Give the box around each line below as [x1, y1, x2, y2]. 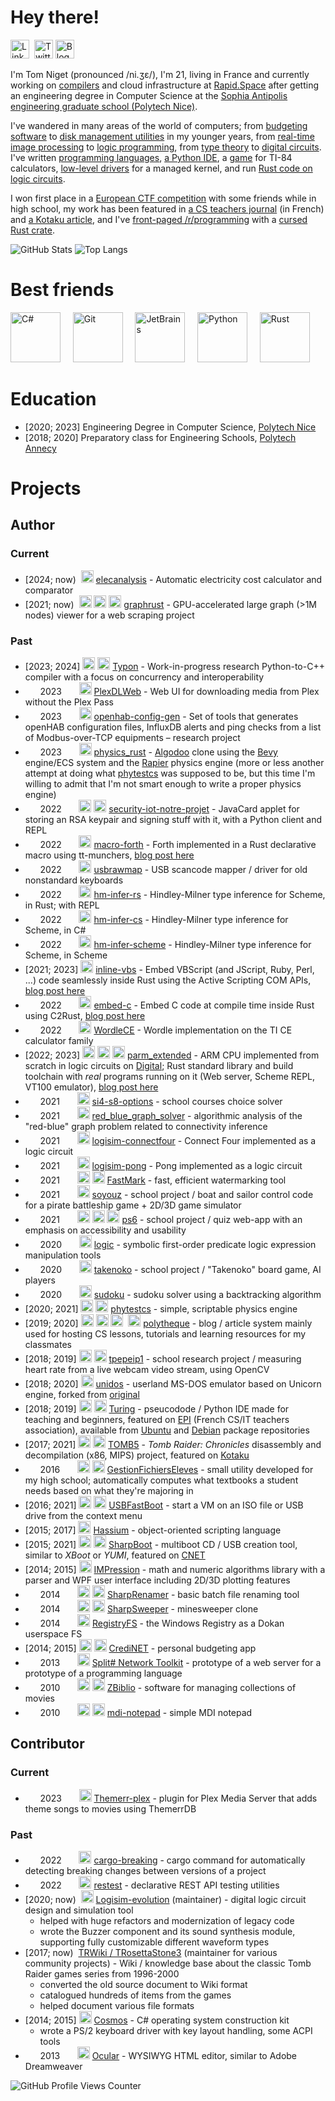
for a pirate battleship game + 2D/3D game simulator [24, 1199, 242, 1211]
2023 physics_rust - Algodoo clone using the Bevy [39, 746, 278, 758]
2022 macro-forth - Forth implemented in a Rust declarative [39, 838, 317, 850]
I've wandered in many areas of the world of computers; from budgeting [10, 119, 308, 131]
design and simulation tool [24, 1904, 134, 1916]
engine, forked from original [24, 1388, 140, 1400]
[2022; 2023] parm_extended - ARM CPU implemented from [24, 1049, 320, 1061]
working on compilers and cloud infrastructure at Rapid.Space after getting [10, 79, 320, 91]
